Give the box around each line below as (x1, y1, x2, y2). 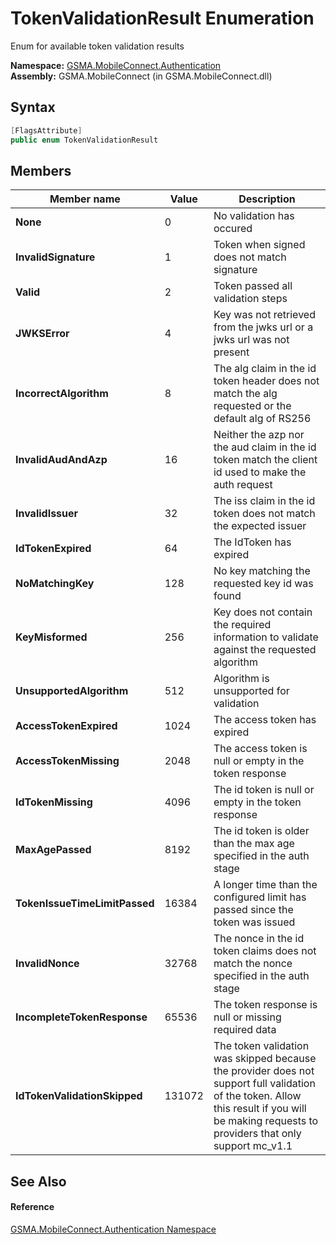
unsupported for (213, 684, 290, 698)
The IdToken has (213, 535, 292, 549)
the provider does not (213, 1064, 315, 1078)
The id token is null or (213, 783, 315, 797)
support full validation (213, 1077, 316, 1091)
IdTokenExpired (15, 542, 92, 556)
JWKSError (15, 327, 70, 341)
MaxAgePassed (15, 843, 92, 857)
